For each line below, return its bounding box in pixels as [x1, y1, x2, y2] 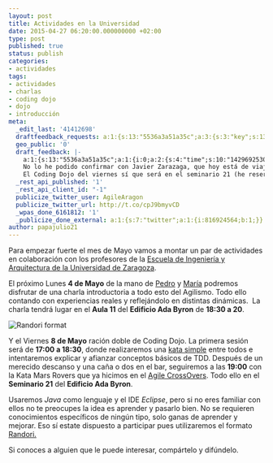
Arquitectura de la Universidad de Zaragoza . [8, 263, 157, 273]
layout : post [8, 11, 53, 20]
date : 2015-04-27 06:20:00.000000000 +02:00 [8, 27, 162, 35]
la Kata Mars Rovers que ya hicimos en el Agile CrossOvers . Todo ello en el [8, 370, 260, 380]
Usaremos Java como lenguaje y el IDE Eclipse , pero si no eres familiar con [8, 395, 262, 405]
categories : [8, 58, 49, 66]
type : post [8, 34, 45, 43]
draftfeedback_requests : [15, 132, 100, 141]
